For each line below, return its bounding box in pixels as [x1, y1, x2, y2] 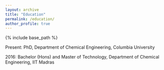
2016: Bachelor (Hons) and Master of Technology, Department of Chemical [5, 54, 159, 60]
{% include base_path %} [5, 35, 58, 41]
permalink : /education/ [5, 16, 55, 21]
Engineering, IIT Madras [5, 59, 54, 65]
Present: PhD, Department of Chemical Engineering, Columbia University [5, 44, 155, 50]
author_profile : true [5, 21, 50, 26]
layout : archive [5, 7, 39, 12]
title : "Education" [5, 12, 46, 17]
